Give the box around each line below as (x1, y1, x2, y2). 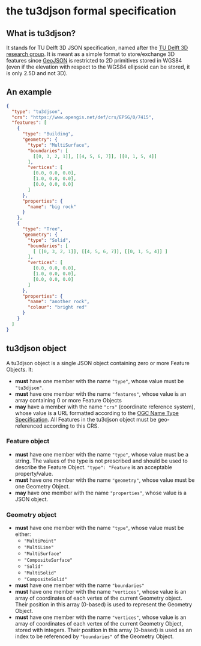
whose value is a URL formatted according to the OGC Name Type (14, 409, 179, 416)
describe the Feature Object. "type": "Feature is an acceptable (14, 463, 173, 470)
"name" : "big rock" (28, 203, 77, 210)
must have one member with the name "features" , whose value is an (14, 390, 187, 398)
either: (14, 531, 31, 538)
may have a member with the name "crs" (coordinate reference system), (14, 403, 196, 410)
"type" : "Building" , (22, 131, 74, 137)
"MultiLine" (23, 544, 54, 551)
